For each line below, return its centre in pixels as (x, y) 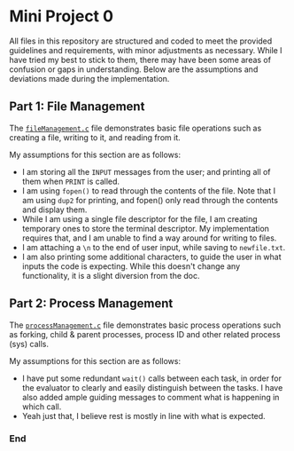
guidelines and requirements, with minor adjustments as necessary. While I (146, 50)
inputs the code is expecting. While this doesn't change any (131, 266)
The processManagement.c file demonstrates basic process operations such (145, 325)
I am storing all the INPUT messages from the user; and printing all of (147, 171)
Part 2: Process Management (91, 304)
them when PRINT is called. (71, 181)
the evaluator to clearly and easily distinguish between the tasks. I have (152, 387)
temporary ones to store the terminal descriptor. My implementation (146, 228)
